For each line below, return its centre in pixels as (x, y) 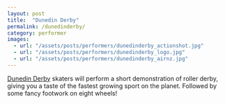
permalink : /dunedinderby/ (46, 26)
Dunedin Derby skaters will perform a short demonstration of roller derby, (113, 78)
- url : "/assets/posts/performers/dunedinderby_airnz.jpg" (101, 59)
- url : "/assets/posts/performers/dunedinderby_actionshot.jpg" (109, 46)
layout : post (26, 14)
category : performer (37, 33)
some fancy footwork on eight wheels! (62, 93)
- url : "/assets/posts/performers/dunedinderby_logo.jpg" (100, 53)
